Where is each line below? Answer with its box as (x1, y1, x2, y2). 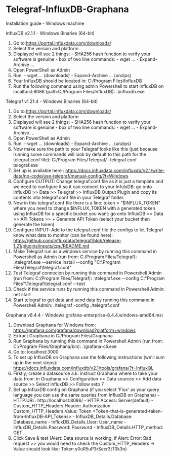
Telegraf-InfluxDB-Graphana (6, 4, 129, 15)
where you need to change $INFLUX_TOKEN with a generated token (13, 205, 156, 211)
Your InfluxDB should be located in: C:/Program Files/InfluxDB (13, 78, 142, 84)
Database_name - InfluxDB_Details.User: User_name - (13, 418, 126, 425)
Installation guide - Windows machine (6, 20, 84, 26)
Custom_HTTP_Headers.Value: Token (13, 408, 92, 414)
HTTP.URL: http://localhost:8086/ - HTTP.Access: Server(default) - (13, 397, 153, 403)
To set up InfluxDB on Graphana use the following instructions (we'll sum (13, 354, 165, 360)
